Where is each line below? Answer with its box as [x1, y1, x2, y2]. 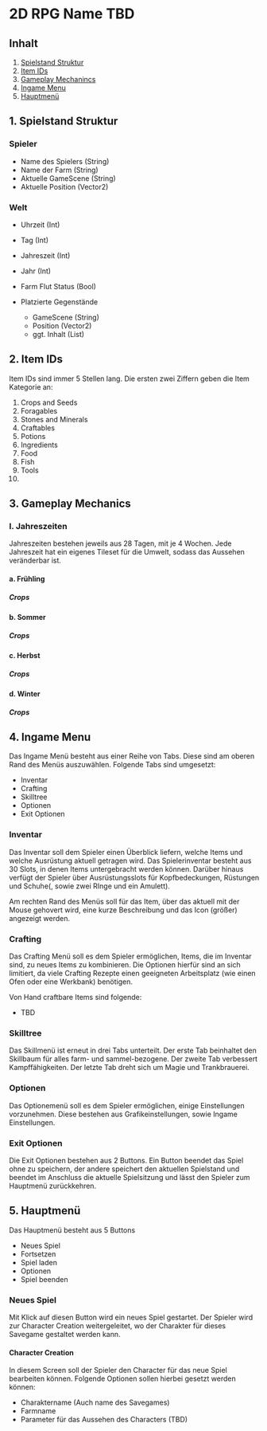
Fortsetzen [20, 1249, 56, 1259]
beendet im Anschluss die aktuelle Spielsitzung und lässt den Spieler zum [9, 1172, 250, 1182]
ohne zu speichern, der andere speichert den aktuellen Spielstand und [9, 1164, 240, 1174]
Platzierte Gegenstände [20, 296, 99, 307]
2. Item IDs [9, 352, 63, 367]
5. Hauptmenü [9, 1204, 81, 1217]
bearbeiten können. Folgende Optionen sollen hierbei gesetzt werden [9, 1374, 237, 1383]
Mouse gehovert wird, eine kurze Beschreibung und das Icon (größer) [9, 905, 238, 915]
